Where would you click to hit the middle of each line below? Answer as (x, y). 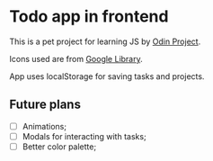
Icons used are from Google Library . (76, 58)
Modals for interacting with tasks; (84, 136)
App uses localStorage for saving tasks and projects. (107, 76)
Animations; (44, 126)
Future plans (45, 105)
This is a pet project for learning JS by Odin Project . (105, 41)
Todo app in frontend (89, 17)
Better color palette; (59, 147)
